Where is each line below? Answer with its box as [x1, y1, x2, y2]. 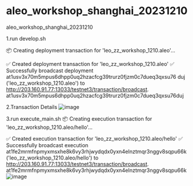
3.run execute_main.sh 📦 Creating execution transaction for [6, 115, 152, 122]
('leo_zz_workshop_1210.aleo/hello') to [6, 154, 99, 161]
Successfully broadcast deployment [6, 67, 94, 74]
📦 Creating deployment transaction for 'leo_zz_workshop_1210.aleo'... [6, 46, 175, 54]
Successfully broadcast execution [6, 141, 89, 148]
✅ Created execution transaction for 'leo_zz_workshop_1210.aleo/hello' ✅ [6, 135, 184, 142]
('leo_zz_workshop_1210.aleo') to [6, 79, 85, 87]
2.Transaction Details [6, 103, 58, 110]
